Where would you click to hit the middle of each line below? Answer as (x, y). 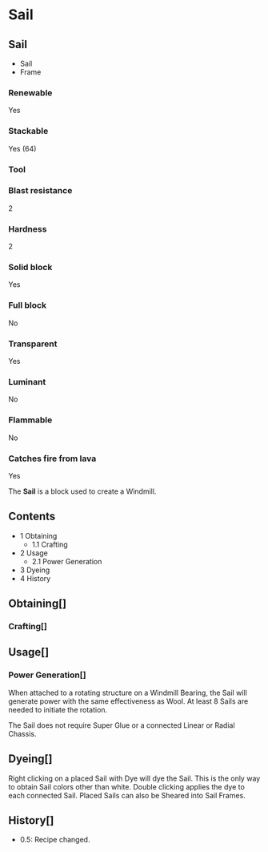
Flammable (30, 420)
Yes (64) (22, 148)
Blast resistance (40, 191)
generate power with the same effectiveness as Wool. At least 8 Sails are (128, 701)
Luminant (27, 382)
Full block (27, 305)
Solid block (30, 268)
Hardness (28, 228)
